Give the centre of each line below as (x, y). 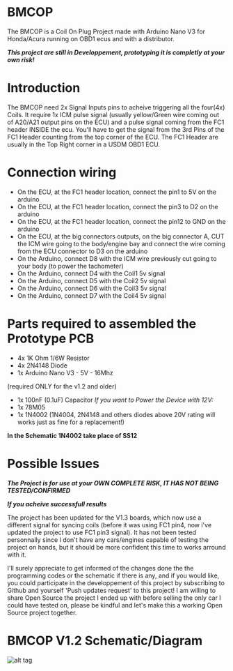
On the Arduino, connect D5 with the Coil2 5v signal (91, 280)
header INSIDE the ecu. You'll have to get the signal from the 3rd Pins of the (116, 129)
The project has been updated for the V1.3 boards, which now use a (104, 518)
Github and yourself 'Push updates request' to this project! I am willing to (112, 590)
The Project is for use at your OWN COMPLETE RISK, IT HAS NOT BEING (113, 483)
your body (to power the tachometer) (70, 266)
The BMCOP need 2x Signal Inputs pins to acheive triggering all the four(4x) (116, 107)
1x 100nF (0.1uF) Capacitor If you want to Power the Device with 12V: (115, 400)
